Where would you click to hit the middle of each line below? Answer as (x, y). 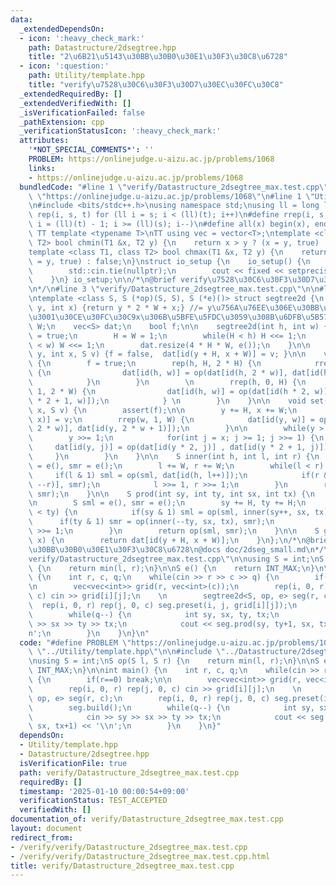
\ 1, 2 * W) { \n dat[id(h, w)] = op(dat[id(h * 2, (169, 391)
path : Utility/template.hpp (86, 76)
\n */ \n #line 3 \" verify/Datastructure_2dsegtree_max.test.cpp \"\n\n (174, 289)
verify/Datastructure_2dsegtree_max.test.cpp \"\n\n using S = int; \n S (176, 559)
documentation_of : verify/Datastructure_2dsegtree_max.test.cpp (147, 819)
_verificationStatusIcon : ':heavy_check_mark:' (120, 131)
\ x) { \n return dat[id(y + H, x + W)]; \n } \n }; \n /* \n (167, 540)
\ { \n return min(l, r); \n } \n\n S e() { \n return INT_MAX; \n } (171, 568)
